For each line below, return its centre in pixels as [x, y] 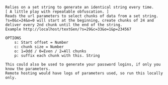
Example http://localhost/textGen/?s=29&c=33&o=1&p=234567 [68, 29]
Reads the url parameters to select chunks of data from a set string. [82, 16]
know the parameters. [28, 69]
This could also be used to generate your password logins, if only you [83, 64]
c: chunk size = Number [39, 47]
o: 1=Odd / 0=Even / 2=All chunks [50, 51]
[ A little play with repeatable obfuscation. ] [57, 12]
